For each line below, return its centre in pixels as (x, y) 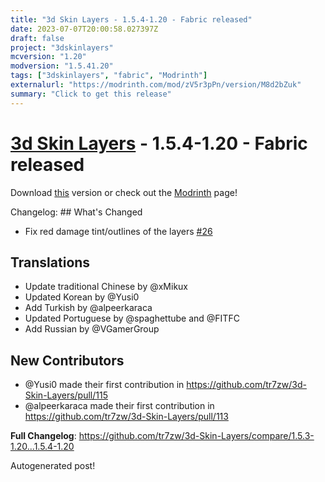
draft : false (37, 38)
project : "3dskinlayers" (62, 47)
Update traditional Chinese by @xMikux (106, 287)
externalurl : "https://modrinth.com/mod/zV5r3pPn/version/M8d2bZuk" (156, 85)
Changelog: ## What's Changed (76, 212)
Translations (50, 262)
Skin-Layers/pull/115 (66, 395)
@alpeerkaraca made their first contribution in (119, 406)
